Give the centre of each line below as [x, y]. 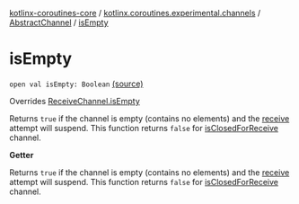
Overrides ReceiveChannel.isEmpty [75, 101]
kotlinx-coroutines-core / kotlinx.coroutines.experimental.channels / [135, 13]
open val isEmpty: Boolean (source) [76, 84]
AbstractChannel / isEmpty [59, 22]
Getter [22, 155]
